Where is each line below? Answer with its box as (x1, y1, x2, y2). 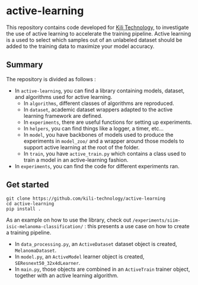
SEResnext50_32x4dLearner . (14, 259, 81, 266)
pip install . (6, 206, 41, 212)
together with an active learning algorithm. (14, 271, 119, 279)
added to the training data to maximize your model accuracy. (6, 43, 155, 50)
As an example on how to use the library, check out (6, 216, 132, 223)
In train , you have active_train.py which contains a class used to (23, 150, 186, 157)
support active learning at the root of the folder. (23, 143, 140, 150)
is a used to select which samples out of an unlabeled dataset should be (6, 36, 183, 43)
